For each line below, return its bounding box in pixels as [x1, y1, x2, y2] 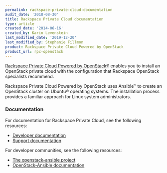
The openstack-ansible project [12, 157, 76, 163]
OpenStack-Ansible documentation [12, 162, 85, 168]
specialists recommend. [5, 73, 54, 79]
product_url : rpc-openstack [5, 49, 64, 54]
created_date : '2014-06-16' [5, 26, 64, 31]
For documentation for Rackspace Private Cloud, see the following [5, 117, 142, 123]
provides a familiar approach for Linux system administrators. [5, 93, 131, 100]
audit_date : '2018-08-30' [5, 12, 59, 17]
